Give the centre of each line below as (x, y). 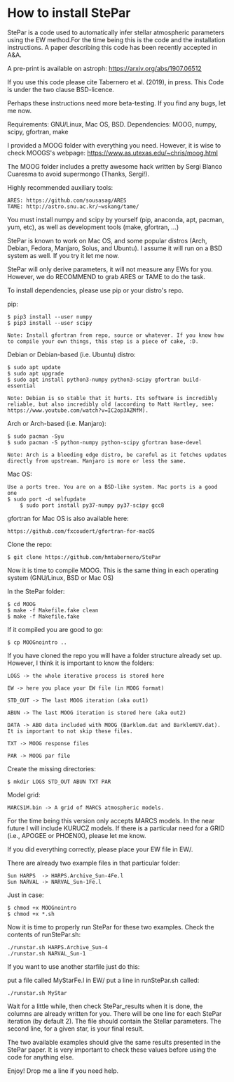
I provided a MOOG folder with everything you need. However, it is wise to (114, 145)
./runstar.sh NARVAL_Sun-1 (47, 953)
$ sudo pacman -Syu (36, 436)
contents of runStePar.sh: (44, 934)
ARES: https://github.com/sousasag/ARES (67, 200)
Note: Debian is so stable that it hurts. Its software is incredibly (112, 398)
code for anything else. (41, 1057)
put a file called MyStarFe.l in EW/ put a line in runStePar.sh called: (103, 980)
